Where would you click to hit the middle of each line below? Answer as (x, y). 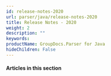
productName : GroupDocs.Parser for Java (56, 44)
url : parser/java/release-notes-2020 (52, 17)
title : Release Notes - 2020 (41, 22)
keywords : (18, 39)
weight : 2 (18, 28)
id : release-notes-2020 (35, 11)
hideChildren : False (31, 50)
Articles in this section (34, 68)
